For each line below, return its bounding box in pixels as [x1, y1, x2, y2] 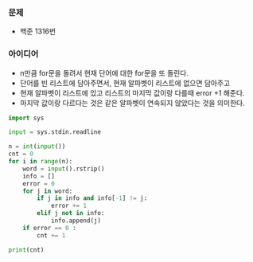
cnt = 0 [8, 150, 34, 158]
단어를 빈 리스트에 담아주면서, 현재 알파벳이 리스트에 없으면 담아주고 [19, 78, 231, 88]
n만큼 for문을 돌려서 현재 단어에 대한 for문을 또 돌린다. [19, 68, 189, 77]
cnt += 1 [37, 231, 66, 240]
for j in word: [22, 187, 73, 195]
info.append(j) [50, 217, 102, 225]
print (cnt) [8, 245, 45, 254]
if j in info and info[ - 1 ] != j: [37, 194, 148, 202]
